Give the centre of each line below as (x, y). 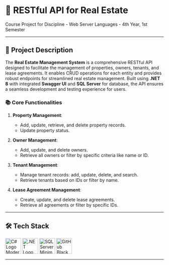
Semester (15, 29)
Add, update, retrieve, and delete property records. (73, 125)
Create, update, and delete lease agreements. (67, 200)
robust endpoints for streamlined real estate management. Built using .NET (83, 78)
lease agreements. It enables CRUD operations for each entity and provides (83, 73)
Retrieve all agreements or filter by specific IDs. (69, 205)
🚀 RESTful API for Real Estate (67, 10)
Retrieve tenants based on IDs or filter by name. (69, 180)
